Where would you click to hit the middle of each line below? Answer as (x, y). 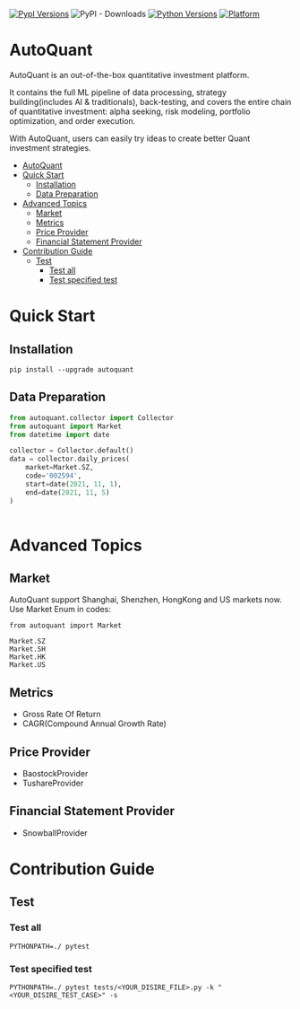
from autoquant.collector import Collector (92, 417)
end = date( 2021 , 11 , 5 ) (68, 492)
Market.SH (28, 649)
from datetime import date (60, 434)
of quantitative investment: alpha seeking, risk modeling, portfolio (130, 111)
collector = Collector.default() (72, 451)
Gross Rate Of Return (61, 715)
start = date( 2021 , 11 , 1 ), (74, 484)
